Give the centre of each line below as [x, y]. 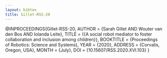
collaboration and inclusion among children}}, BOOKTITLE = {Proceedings [81, 39]
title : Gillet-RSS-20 [28, 14]
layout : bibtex [21, 10]
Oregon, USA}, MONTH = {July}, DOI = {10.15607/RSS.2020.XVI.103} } [77, 50]
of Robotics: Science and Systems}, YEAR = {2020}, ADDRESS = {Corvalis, [82, 44]
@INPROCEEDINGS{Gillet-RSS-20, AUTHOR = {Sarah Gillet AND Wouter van [84, 28]
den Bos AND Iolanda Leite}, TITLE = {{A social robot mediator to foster [79, 34]
